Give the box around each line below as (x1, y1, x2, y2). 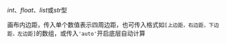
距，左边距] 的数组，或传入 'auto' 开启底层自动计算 (7, 30, 146, 37)
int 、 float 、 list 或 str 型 (7, 6, 68, 14)
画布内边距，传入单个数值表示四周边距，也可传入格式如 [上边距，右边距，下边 (7, 21, 220, 29)
